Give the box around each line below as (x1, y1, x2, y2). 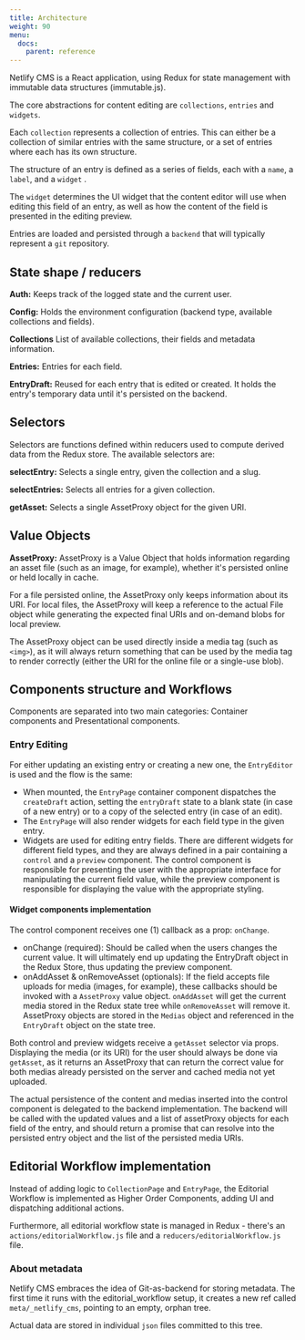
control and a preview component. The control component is (22, 854, 252, 865)
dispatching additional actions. (9, 1202, 125, 1213)
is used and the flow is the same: (9, 768, 134, 779)
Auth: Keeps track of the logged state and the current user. (9, 288, 232, 299)
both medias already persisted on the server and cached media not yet (9, 1066, 276, 1077)
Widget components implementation (9, 904, 152, 915)
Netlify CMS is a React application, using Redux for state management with (9, 72, 291, 83)
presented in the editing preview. (9, 211, 133, 222)
